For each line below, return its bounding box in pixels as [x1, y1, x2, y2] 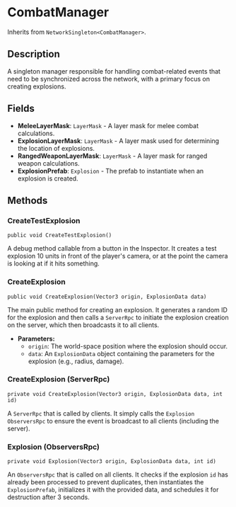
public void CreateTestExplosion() [7, 232, 112, 239]
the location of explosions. [17, 144, 95, 152]
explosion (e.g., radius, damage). [28, 357, 124, 365]
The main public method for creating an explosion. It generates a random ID [7, 305, 228, 314]
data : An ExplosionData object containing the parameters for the [28, 349, 215, 358]
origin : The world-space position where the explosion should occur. [28, 341, 228, 351]
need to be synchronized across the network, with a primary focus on [7, 74, 211, 83]
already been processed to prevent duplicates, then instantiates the [7, 478, 204, 486]
